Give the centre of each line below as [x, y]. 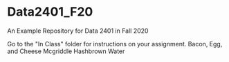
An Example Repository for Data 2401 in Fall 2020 [78, 31]
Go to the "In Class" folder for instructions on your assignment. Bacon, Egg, [115, 44]
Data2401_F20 [50, 12]
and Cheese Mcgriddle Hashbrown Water [66, 51]
